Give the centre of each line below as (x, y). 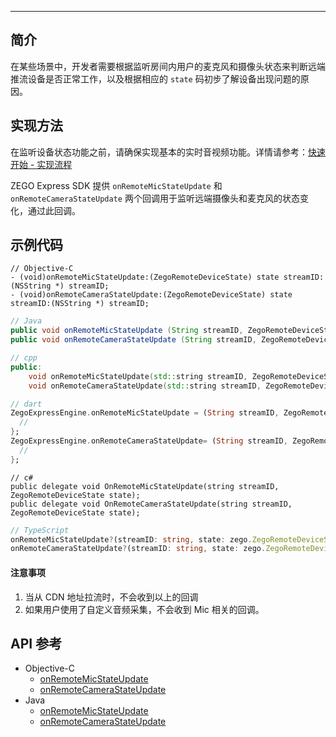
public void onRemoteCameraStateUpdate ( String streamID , (133, 340)
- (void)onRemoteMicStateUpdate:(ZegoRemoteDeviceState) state (145, 277)
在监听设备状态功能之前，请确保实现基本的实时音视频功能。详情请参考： (159, 152)
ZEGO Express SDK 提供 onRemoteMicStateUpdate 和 (116, 185)
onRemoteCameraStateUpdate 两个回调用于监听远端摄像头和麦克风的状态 (155, 198)
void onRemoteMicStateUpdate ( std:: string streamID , (138, 376)
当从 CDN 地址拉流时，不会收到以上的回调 (111, 597)
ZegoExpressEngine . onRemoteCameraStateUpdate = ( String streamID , (149, 441)
